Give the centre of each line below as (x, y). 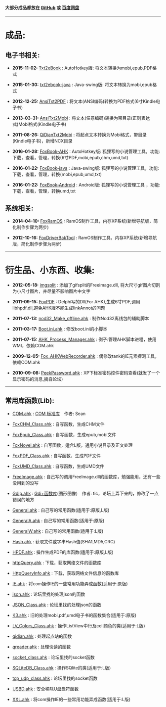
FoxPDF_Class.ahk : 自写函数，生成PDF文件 (57, 456)
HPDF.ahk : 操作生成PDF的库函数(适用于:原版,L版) (63, 552)
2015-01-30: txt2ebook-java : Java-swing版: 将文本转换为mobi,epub (82, 85)
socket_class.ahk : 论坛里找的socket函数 (53, 657)
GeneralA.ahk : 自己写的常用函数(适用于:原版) (58, 520)
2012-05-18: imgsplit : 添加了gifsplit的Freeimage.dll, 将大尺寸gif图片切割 (86, 285)
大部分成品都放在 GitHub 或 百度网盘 (42, 7)
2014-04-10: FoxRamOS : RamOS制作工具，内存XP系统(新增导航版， (83, 221)
